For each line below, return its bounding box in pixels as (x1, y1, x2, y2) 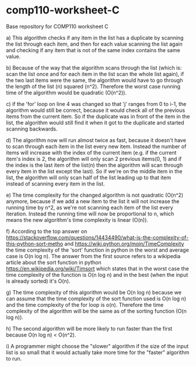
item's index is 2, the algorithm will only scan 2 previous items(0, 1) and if (6, 155, 182, 162)
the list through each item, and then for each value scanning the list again (6, 40, 183, 47)
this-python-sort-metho (6, 240, 64, 247)
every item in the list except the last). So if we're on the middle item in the (6, 167, 183, 174)
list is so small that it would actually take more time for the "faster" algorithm (6, 349, 190, 356)
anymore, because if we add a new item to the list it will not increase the (6, 197, 180, 205)
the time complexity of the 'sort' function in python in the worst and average (6, 246, 190, 253)
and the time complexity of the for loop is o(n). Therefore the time (6, 301, 164, 308)
